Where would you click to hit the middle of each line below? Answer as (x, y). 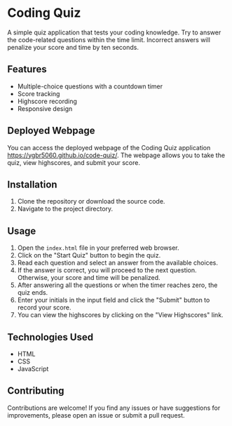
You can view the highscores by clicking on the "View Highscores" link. (120, 315)
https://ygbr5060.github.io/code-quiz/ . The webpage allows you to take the (116, 155)
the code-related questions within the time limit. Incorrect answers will (109, 39)
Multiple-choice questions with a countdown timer (90, 86)
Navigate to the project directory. (65, 209)
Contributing (36, 391)
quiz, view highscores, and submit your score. (74, 162)
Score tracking (39, 93)
